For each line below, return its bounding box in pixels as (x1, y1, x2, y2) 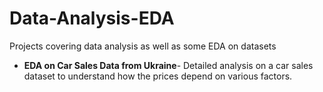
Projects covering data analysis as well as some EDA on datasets (9, 40, 277, 52)
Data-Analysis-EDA (9, 7, 175, 30)
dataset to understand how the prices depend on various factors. (23, 70, 293, 82)
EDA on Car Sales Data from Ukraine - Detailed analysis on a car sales (23, 59, 314, 71)
